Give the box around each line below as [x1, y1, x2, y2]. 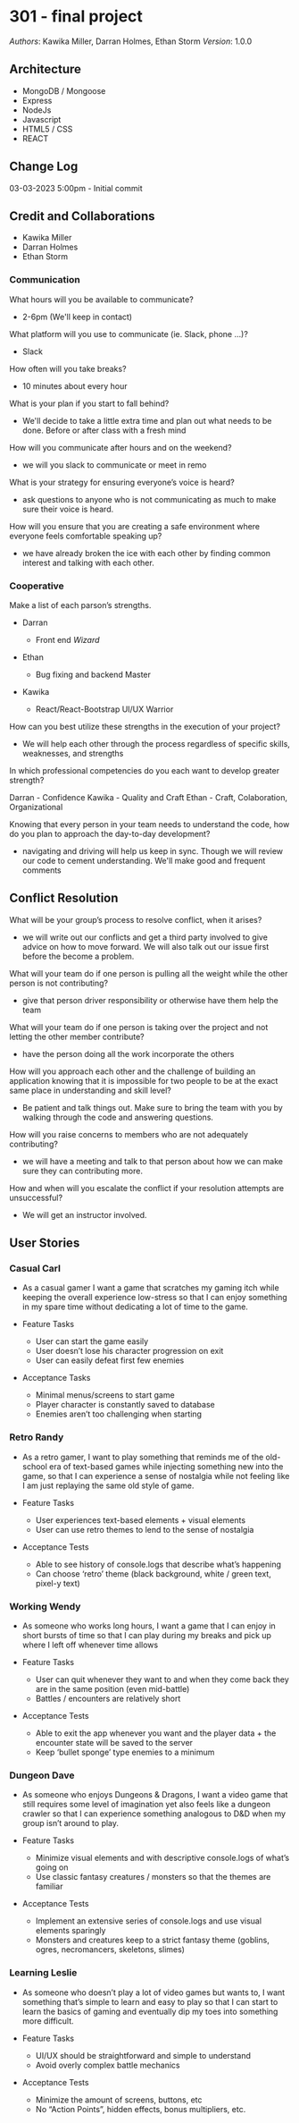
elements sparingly [35, 1925, 106, 1936]
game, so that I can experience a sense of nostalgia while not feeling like [21, 1470, 290, 1481]
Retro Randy [9, 1431, 64, 1443]
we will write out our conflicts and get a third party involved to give [21, 932, 268, 943]
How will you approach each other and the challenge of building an [9, 1066, 256, 1077]
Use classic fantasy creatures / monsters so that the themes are [35, 1872, 271, 1882]
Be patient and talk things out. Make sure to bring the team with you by [21, 1102, 283, 1112]
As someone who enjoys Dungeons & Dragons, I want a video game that [21, 1789, 288, 1800]
